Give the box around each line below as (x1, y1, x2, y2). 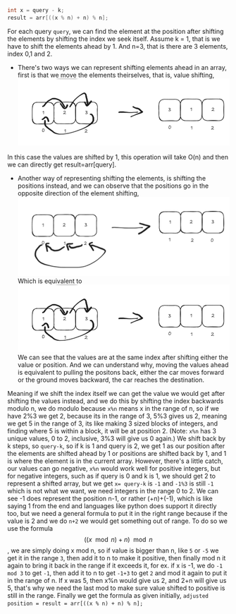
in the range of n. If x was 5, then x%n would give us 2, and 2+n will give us (7, 576, 227, 584)
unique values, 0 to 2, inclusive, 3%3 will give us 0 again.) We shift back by (7, 434, 226, 443)
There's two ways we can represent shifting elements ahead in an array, (17, 63, 227, 71)
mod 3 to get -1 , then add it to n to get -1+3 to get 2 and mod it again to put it (7, 568, 228, 577)
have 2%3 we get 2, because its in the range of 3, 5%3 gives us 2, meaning (7, 411, 228, 420)
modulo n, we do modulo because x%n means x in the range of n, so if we (7, 404, 220, 412)
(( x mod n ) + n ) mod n (84, 535, 153, 543)
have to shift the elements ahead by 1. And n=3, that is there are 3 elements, (7, 42, 228, 50)
